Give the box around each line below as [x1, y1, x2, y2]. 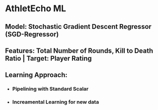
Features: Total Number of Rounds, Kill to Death [5, 46, 153, 55]
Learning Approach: [5, 71, 68, 79]
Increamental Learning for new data [12, 99, 99, 106]
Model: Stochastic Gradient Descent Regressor [5, 22, 152, 31]
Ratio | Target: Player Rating [5, 54, 92, 63]
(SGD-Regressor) [5, 30, 59, 38]
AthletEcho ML [5, 3, 67, 14]
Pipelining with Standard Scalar [12, 86, 89, 92]
